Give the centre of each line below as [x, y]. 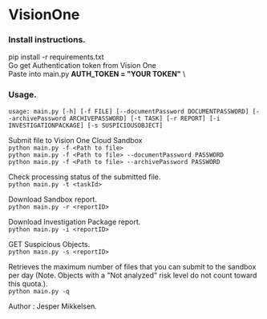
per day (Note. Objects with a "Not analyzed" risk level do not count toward [133, 275]
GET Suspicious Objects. [49, 244]
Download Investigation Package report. [75, 221]
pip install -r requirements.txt [56, 57]
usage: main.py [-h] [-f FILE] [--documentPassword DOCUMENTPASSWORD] [129, 111]
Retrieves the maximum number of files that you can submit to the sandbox [132, 266]
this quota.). [28, 283]
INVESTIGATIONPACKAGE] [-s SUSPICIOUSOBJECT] [85, 126]
